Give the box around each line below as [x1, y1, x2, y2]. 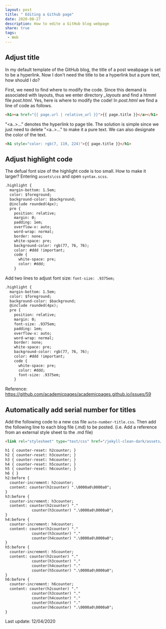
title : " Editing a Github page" [5, 12, 74, 17]
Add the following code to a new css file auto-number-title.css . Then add [5, 419, 157, 425]
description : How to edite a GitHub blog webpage [5, 21, 110, 26]
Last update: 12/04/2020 [5, 619, 56, 625]
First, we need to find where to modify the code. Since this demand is [5, 86, 147, 92]
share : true [5, 26, 30, 31]
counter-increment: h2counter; [9, 480, 74, 486]
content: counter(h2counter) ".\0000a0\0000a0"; [9, 485, 112, 489]
